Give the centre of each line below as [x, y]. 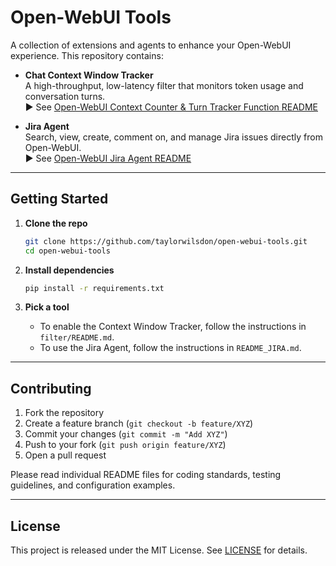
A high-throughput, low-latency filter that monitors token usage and [164, 85]
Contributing [51, 388]
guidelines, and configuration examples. [93, 485]
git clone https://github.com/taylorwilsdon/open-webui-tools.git [166, 241]
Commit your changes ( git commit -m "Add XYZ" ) [126, 434]
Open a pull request [65, 455]
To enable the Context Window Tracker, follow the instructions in [173, 327]
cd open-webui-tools [67, 251]
